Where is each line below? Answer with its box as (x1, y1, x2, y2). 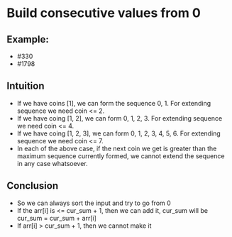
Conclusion (6, 180, 59, 192)
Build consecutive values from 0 (6, 5, 201, 21)
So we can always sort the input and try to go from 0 (16, 199, 171, 207)
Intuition (6, 80, 45, 92)
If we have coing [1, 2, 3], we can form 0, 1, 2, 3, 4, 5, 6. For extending (16, 129, 221, 138)
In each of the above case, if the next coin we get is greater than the (16, 144, 217, 153)
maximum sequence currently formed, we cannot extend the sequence (16, 151, 225, 160)
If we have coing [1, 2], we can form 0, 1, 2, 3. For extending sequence (16, 114, 223, 122)
